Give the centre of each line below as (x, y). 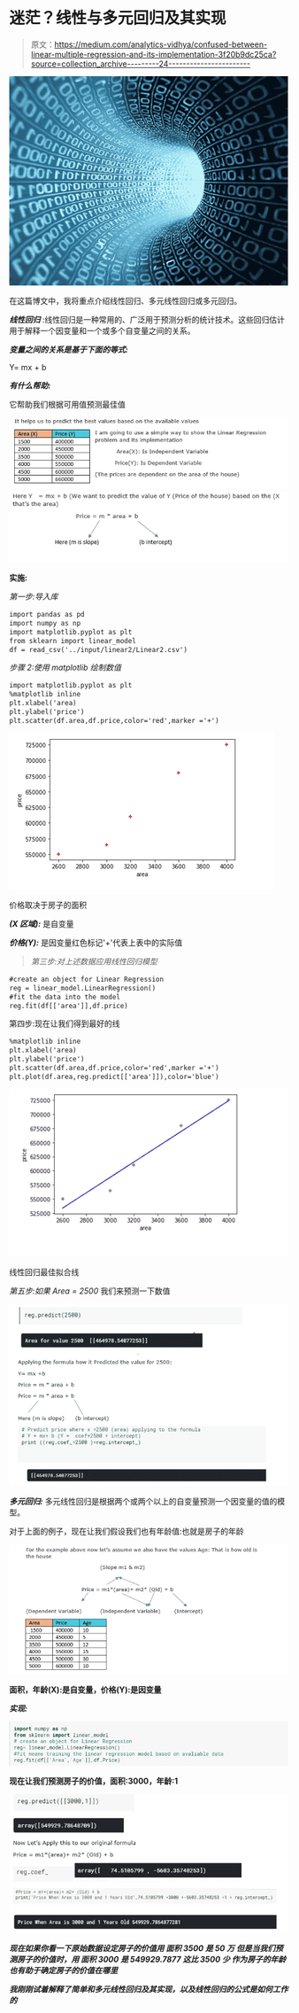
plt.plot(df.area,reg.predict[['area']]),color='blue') (114, 1077)
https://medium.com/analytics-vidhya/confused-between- (161, 44)
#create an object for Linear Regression (87, 980)
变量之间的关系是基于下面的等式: (69, 349)
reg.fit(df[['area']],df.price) (69, 1007)
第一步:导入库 (34, 597)
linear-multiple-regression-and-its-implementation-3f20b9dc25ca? (153, 54)
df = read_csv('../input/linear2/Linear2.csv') (99, 650)
